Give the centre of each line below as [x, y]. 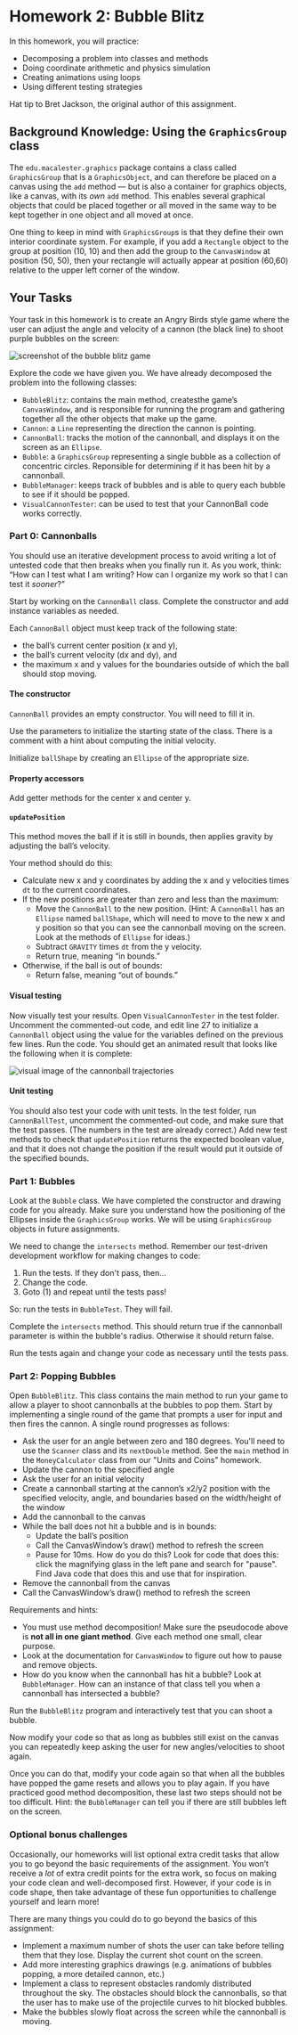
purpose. [39, 1647]
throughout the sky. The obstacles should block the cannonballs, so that [154, 1992]
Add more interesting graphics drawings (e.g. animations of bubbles [147, 1964]
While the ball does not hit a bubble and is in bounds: [119, 1526]
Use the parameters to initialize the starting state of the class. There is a [141, 731]
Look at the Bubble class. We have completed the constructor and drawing [145, 1201]
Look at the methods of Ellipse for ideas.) [113, 937]
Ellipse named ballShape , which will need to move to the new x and [160, 919]
